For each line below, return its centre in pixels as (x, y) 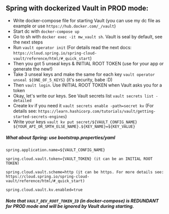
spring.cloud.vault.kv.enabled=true (44, 190)
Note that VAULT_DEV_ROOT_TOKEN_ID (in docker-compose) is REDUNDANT (82, 201)
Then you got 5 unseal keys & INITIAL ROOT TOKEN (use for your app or (88, 63)
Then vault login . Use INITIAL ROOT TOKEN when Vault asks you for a (88, 85)
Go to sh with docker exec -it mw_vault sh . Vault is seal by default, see (88, 36)
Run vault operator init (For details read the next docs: (72, 47)
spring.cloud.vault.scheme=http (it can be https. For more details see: (85, 172)
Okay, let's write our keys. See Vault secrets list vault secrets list (83, 96)
